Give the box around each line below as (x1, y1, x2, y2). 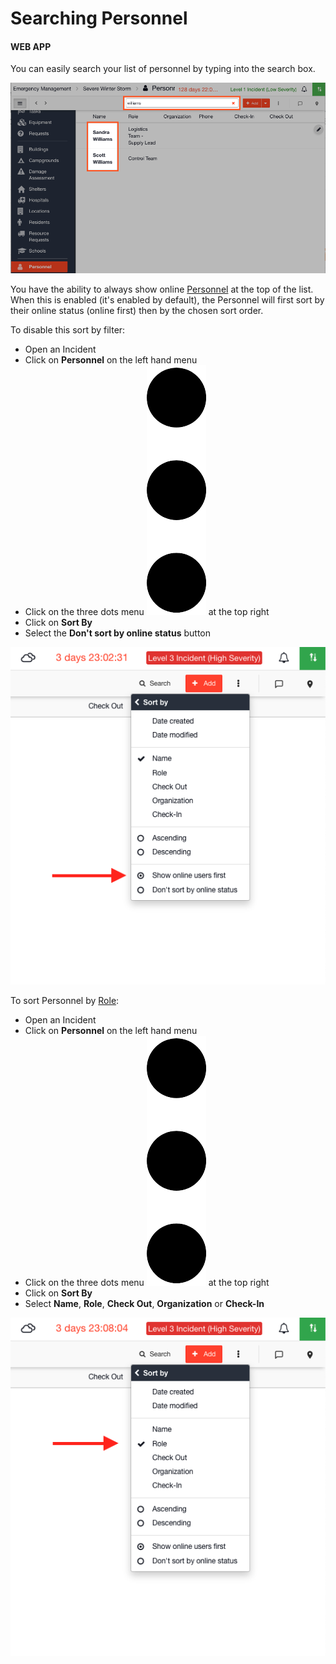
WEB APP (10, 40, 52, 52)
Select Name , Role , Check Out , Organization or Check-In (24, 1298, 265, 1310)
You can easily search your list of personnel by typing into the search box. (10, 63, 316, 75)
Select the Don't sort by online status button (24, 627, 212, 639)
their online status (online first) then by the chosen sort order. (10, 304, 264, 316)
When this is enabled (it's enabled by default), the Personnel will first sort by (10, 293, 325, 306)
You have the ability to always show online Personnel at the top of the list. (10, 283, 314, 295)
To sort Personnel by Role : (10, 995, 120, 1007)
